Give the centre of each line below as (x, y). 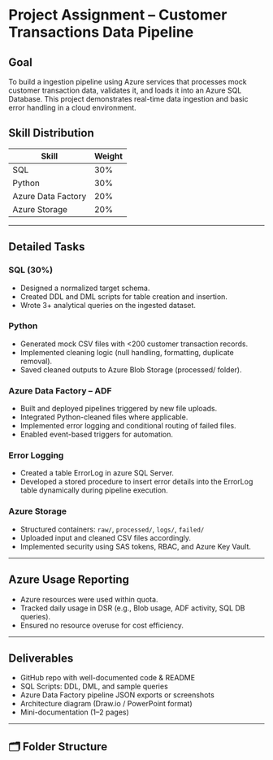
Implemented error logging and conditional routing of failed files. (128, 426)
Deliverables (41, 658)
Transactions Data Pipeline (101, 32)
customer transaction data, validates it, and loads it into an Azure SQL (125, 90)
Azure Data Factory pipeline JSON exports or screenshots (117, 695)
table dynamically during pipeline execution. (94, 490)
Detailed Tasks (47, 247)
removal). (36, 361)
